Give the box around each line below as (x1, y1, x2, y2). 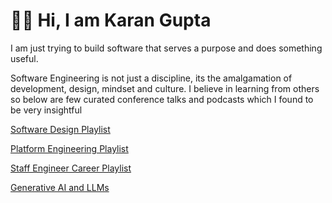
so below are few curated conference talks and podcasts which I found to (10, 93, 314, 105)
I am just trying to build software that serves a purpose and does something (10, 42, 323, 54)
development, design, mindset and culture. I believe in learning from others (10, 82, 320, 94)
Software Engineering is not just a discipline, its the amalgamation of (10, 72, 293, 84)
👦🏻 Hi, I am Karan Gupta (10, 9, 212, 32)
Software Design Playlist (10, 123, 111, 135)
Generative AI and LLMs (10, 181, 110, 193)
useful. (10, 52, 39, 64)
